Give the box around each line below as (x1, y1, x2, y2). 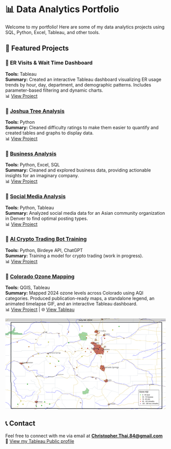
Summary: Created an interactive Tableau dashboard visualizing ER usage (5, 76, 162, 82)
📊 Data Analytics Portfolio (5, 4, 120, 15)
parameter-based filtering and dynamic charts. (5, 87, 103, 93)
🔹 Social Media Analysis (5, 193, 66, 200)
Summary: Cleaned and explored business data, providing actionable (5, 167, 151, 173)
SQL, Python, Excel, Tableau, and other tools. (5, 29, 100, 35)
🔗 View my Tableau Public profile (5, 438, 75, 444)
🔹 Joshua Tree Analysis (5, 107, 65, 115)
